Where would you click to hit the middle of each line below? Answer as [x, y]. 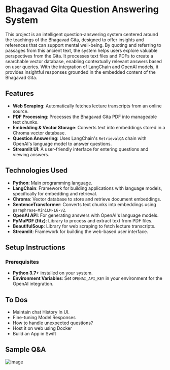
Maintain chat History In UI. [41, 312]
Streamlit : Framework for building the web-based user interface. [80, 231]
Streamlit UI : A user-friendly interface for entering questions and [80, 149]
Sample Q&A [26, 350]
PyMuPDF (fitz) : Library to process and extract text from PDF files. [82, 220]
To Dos [16, 300]
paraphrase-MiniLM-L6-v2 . [40, 210]
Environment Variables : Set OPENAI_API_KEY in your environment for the [87, 278]
